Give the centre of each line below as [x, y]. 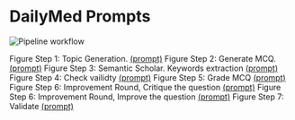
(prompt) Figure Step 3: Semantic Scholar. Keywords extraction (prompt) [144, 68]
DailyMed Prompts [80, 17]
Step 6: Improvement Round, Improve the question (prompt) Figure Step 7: [147, 97]
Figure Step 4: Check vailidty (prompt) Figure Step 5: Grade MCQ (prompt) [147, 77]
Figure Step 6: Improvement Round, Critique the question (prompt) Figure [145, 87]
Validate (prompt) [42, 106]
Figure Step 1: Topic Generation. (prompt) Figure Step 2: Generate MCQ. [143, 58]
